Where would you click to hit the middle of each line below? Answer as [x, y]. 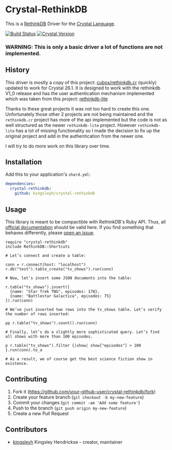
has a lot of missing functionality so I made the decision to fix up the [88, 130]
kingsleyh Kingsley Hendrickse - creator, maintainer [68, 442]
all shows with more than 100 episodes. [49, 336]
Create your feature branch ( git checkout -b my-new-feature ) [78, 397]
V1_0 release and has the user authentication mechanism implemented [80, 93]
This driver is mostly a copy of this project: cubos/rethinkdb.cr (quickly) [81, 82]
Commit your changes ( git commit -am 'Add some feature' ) [76, 402]
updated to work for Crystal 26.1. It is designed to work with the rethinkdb [83, 88]
